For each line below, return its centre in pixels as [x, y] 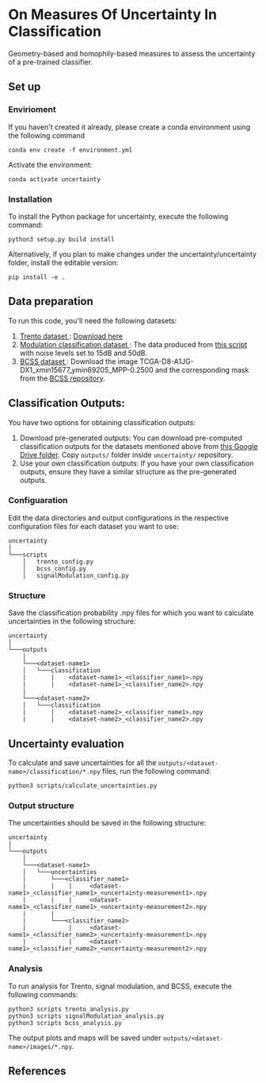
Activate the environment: [50, 164]
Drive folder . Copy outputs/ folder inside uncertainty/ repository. [126, 454]
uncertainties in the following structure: [72, 621]
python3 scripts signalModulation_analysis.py [86, 1016]
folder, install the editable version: [63, 262]
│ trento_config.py [58, 562]
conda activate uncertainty [55, 179]
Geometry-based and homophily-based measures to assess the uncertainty [132, 53]
